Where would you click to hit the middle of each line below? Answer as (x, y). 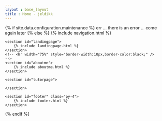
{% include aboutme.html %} (42, 67)
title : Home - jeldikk (29, 14)
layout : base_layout (27, 9)
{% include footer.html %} (41, 101)
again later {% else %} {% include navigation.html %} (58, 33)
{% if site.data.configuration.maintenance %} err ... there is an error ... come (81, 27)
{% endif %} (17, 114)
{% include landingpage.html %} (46, 46)
